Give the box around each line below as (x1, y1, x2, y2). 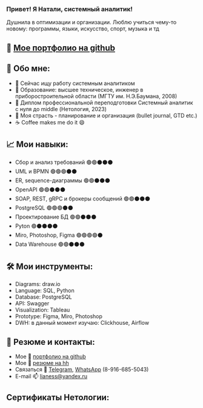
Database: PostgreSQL (15, 293, 72, 301)
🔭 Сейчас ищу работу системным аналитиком (15, 80, 135, 87)
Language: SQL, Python (15, 287, 75, 294)
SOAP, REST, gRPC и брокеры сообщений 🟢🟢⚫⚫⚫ (15, 195, 150, 202)
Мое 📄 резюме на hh (15, 359, 69, 366)
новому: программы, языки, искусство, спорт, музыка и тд (6, 25, 159, 32)
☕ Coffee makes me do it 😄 (15, 118, 85, 126)
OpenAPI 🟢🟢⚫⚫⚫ (15, 186, 65, 193)
